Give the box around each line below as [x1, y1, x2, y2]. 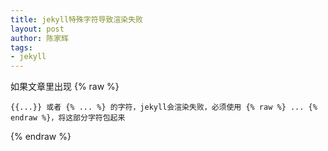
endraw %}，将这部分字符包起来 [10, 113, 126, 123]
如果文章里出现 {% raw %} [10, 81, 120, 93]
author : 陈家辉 [10, 33, 69, 43]
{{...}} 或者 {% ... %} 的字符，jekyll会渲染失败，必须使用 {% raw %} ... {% [10, 102, 318, 113]
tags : [10, 42, 33, 53]
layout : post [10, 24, 65, 34]
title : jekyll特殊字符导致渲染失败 [10, 14, 143, 25]
